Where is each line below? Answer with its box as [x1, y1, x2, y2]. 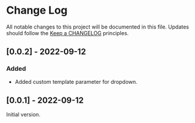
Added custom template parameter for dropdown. [14, 78, 138, 85]
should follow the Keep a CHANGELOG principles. [6, 29, 129, 36]
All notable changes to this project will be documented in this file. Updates [6, 23, 190, 30]
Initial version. [6, 111, 41, 118]
